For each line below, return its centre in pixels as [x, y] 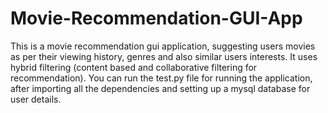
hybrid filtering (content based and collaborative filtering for [134, 67]
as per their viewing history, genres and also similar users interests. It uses [164, 56]
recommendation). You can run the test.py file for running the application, [161, 78]
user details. [36, 99]
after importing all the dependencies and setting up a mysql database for [160, 88]
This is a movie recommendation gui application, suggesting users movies [163, 46]
